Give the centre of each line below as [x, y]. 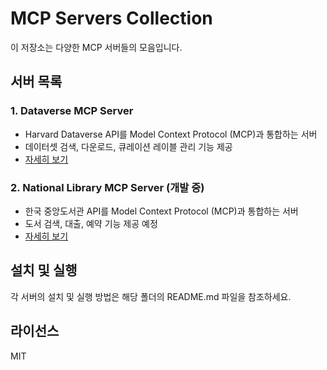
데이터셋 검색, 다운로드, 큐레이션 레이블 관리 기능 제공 [128, 146]
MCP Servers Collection [111, 18]
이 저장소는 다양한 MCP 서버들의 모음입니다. [96, 47]
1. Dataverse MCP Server [72, 111]
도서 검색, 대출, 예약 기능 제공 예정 [91, 223]
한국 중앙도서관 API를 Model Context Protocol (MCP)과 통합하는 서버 [161, 211]
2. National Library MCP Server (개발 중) [107, 187]
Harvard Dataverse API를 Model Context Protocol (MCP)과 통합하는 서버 [171, 134]
